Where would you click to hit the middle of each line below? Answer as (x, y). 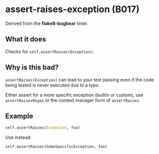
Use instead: (18, 137)
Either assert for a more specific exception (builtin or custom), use (74, 95)
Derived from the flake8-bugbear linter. (47, 23)
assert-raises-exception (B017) (72, 9)
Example (19, 116)
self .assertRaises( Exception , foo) (43, 128)
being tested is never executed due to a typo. (52, 85)
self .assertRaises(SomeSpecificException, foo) (56, 147)
